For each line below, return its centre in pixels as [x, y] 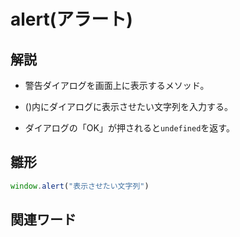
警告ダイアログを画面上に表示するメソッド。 [117, 85]
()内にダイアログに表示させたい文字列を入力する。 [129, 106]
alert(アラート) [71, 19]
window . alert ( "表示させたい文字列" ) [80, 186]
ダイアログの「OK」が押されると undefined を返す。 [129, 128]
